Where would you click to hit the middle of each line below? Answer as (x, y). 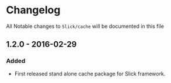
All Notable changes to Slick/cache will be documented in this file (85, 26)
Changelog (33, 10)
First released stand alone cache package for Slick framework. (90, 74)
